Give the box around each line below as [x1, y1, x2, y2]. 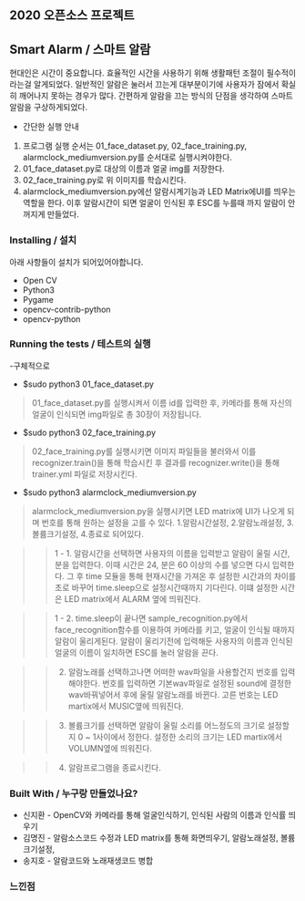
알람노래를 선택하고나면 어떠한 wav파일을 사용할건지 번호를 [67, 666, 280, 677]
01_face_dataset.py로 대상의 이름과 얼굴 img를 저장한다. [22, 163, 225, 174]
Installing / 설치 [9, 234, 77, 247]
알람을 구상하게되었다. [9, 102, 88, 113]
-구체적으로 [9, 360, 50, 371]
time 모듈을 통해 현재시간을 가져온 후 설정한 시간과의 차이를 [86, 570, 297, 581]
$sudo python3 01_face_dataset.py [22, 378, 155, 389]
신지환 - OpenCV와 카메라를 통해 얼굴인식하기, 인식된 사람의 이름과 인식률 [22, 810, 287, 821]
